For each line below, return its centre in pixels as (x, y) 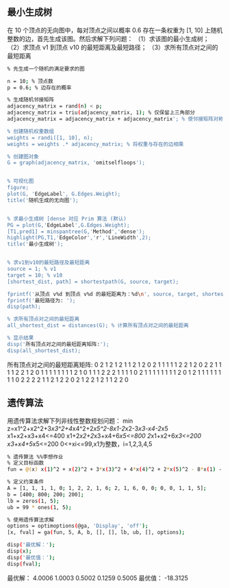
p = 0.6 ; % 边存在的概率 (39, 88)
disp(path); (24, 307)
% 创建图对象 (23, 156)
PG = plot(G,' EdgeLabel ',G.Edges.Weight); (68, 225)
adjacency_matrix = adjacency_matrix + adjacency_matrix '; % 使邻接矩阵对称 (115, 119)
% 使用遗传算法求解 (31, 519)
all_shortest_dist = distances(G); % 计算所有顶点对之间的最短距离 (98, 326)
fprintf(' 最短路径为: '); (41, 300)
